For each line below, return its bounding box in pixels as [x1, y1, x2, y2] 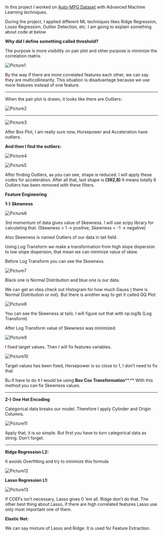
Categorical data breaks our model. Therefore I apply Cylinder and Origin [5, 406, 151, 412]
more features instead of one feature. [5, 82, 80, 88]
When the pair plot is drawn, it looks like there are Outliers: [5, 96, 122, 102]
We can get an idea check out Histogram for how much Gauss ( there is [5, 287, 148, 292]
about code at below [5, 29, 46, 35]
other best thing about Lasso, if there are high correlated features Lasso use [5, 501, 158, 507]
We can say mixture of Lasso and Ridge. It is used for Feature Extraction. [5, 525, 151, 531]
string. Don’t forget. [5, 435, 45, 441]
